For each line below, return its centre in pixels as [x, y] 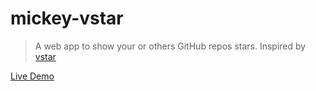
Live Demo [32, 76]
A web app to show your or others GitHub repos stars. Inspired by [170, 46]
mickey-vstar [67, 18]
